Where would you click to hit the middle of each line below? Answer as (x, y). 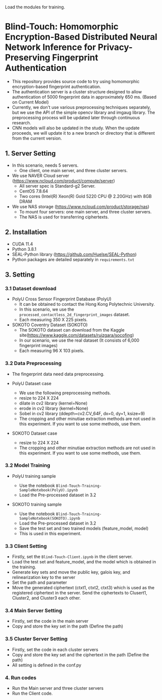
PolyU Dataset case (32, 383)
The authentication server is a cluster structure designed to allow (77, 91)
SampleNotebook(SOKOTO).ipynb (50, 518)
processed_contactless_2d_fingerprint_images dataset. (74, 315)
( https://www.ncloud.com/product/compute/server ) (63, 181)
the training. (24, 567)
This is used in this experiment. (50, 533)
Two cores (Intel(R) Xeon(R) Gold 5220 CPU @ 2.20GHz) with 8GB (85, 196)
